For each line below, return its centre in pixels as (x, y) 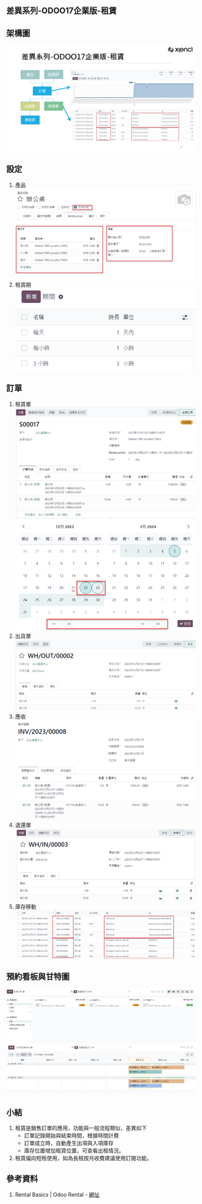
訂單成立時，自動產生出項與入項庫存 (69, 1143)
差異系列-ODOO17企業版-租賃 (62, 11)
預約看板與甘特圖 (38, 977)
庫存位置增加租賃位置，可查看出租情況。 (74, 1151)
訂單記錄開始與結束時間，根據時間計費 (71, 1136)
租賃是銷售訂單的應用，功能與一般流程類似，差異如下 (81, 1128)
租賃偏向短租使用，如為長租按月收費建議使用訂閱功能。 (83, 1158)
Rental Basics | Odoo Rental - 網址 (57, 1194)
